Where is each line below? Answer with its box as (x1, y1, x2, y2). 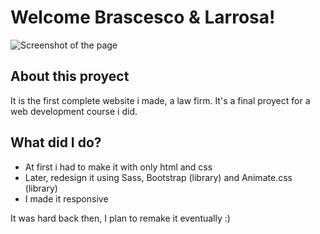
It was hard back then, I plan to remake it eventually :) (10, 212, 231, 224)
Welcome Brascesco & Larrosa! (10, 6, 276, 29)
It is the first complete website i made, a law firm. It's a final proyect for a (10, 94, 311, 106)
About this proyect (10, 68, 130, 85)
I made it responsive (24, 192, 109, 205)
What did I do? (10, 134, 102, 151)
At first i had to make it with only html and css (24, 161, 213, 173)
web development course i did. (10, 105, 138, 117)
